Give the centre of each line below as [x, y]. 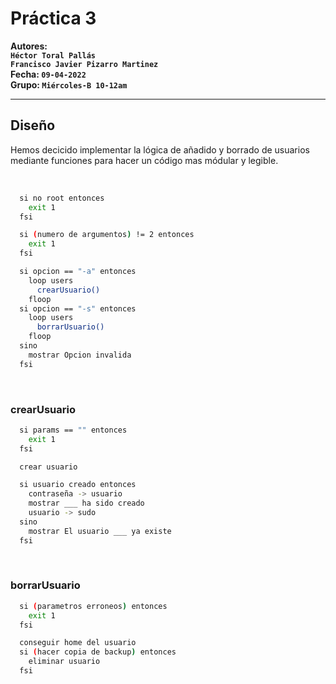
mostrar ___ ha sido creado [86, 503]
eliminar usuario [64, 662]
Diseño [33, 125]
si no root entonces [62, 198]
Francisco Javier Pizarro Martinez [84, 64]
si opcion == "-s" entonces [78, 308]
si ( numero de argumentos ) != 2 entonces [107, 235]
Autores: [29, 46]
